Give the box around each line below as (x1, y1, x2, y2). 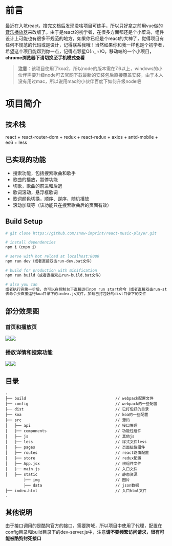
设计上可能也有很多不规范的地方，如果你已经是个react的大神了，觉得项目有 (5, 35, 164, 41)
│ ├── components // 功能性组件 (5, 428, 142, 434)
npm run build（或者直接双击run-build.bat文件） (5, 272, 103, 278)
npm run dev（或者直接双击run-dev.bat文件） (5, 259, 94, 264)
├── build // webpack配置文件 (5, 396, 154, 401)
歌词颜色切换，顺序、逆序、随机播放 (12, 195, 90, 202)
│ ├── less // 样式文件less (5, 440, 147, 445)
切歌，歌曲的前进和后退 (12, 183, 62, 189)
